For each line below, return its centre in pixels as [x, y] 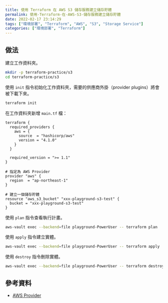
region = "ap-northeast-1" [39, 180]
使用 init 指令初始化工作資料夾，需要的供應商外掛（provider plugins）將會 [82, 87]
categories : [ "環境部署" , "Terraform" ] [45, 28]
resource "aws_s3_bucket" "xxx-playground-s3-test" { [62, 199]
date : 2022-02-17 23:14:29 [33, 19]
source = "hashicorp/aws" [46, 135]
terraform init [21, 103]
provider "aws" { [23, 176]
